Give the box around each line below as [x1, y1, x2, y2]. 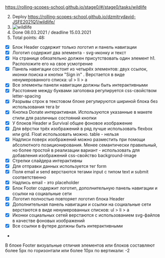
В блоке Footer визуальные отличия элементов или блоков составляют [5, 242, 155, 248]
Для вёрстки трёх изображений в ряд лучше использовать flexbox [12, 126, 153, 131]
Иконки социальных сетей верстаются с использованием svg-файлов [12, 212, 161, 218]
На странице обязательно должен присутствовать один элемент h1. [12, 55, 156, 61]
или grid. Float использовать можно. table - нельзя [12, 131, 119, 137]
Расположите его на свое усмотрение [12, 61, 93, 67]
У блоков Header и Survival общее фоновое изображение [12, 120, 133, 126]
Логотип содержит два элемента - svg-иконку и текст [12, 50, 126, 56]
